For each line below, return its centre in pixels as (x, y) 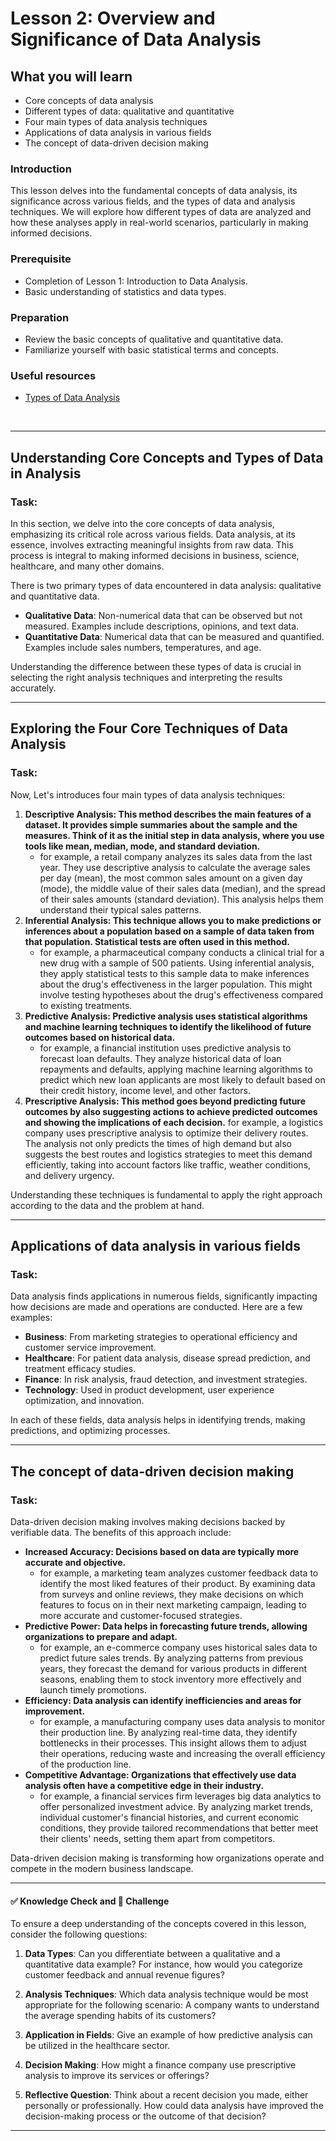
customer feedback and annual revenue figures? (124, 1975)
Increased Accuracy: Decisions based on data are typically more (162, 1551)
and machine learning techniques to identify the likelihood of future (168, 1026)
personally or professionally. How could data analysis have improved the (174, 2106)
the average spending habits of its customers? (120, 2016)
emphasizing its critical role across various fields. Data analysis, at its (153, 534)
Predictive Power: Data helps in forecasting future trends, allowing (166, 1626)
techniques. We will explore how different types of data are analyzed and (161, 212)
